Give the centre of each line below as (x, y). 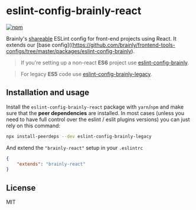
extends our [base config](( (40, 45)
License (21, 188)
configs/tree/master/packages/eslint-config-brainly (69, 51)
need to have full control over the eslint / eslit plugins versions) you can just (98, 119)
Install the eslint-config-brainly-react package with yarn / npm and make (95, 107)
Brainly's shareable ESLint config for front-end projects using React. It (92, 38)
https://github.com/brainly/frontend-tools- (124, 45)
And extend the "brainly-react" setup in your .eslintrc (75, 147)
